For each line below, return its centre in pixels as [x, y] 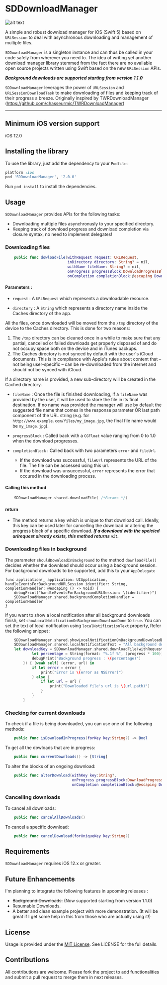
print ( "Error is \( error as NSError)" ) [82, 672]
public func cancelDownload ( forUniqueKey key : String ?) [72, 836]
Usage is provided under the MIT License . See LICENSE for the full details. [81, 944]
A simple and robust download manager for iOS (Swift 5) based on [73, 32]
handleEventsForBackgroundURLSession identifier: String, [66, 584]
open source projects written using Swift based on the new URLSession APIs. [83, 68]
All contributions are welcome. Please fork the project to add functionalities [82, 972]
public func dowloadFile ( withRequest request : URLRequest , [77, 258]
